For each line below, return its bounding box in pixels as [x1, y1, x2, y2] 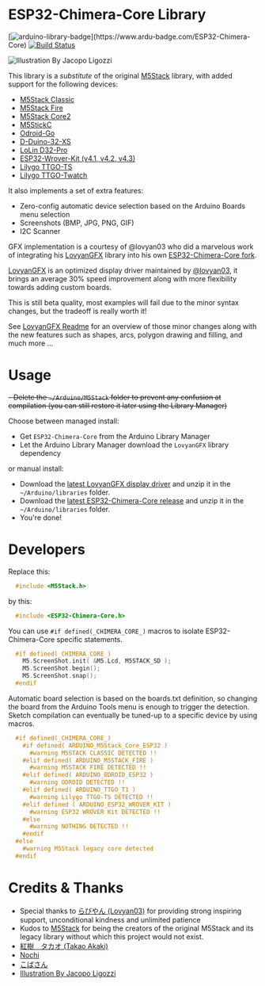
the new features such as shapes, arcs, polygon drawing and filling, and [8, 330, 243, 339]
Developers [8, 541, 85, 559]
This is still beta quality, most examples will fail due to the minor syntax [8, 297, 240, 307]
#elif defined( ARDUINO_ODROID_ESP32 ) [22, 771, 154, 779]
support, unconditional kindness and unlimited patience [19, 915, 201, 924]
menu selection [19, 209, 70, 219]
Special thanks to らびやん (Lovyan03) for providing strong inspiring [19, 906, 242, 915]
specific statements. [56, 634, 123, 644]
